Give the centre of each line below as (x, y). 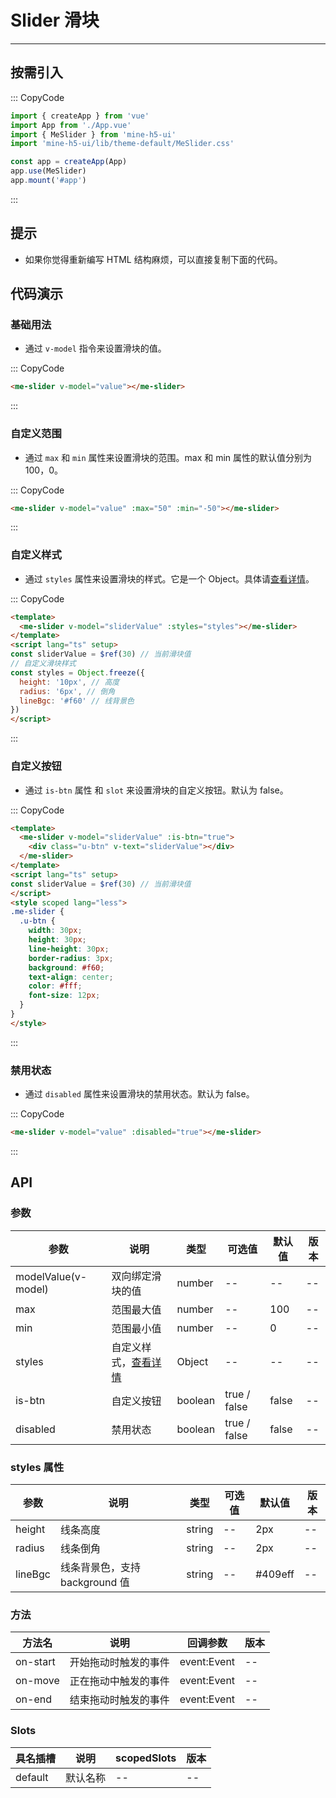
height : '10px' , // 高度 (69, 682)
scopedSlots (146, 1758)
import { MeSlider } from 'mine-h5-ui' (93, 134)
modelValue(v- (51, 1276)
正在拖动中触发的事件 (119, 1681)
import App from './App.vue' (71, 125)
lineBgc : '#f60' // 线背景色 (77, 701)
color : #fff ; (55, 986)
